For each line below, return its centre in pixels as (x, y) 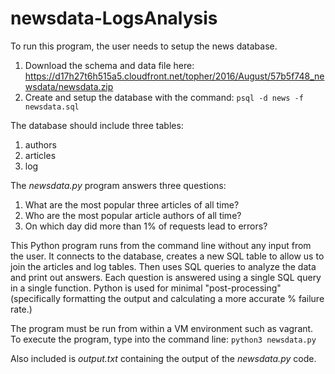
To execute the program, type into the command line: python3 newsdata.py (163, 339)
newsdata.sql (52, 107)
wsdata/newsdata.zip (69, 86)
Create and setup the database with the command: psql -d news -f (164, 97)
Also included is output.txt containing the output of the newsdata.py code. (163, 358)
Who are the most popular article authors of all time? (133, 215)
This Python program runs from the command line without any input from (161, 245)
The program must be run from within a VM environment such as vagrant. (162, 328)
